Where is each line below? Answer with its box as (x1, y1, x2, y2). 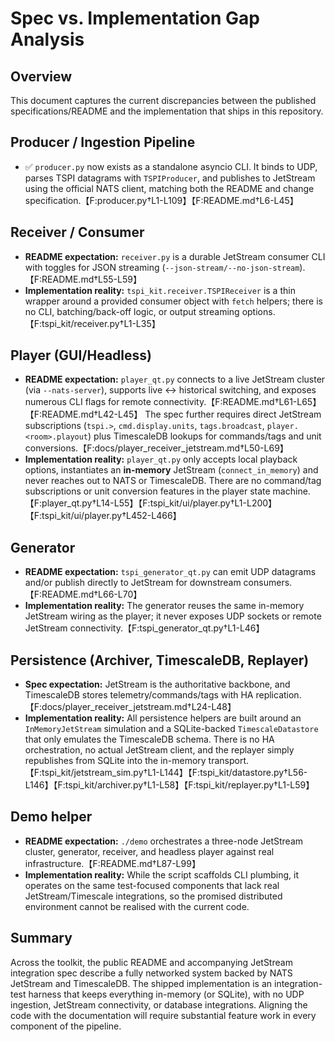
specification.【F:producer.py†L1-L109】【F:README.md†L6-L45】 (24, 194, 299, 206)
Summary (10, 930, 73, 947)
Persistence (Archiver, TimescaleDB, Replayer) (10, 652, 310, 669)
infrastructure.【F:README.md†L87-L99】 (24, 857, 201, 869)
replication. (255, 689, 302, 701)
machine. (272, 485, 311, 497)
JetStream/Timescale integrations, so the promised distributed (24, 890, 283, 902)
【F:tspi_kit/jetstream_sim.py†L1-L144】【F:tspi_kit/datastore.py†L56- (24, 767, 308, 779)
